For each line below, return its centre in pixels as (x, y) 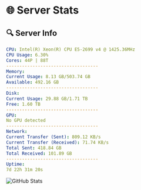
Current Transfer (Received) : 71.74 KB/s (58, 142)
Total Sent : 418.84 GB (34, 148)
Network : (17, 132)
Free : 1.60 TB (23, 104)
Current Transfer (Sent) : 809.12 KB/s (53, 137)
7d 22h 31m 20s (25, 170)
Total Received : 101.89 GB (39, 154)
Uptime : (16, 164)
